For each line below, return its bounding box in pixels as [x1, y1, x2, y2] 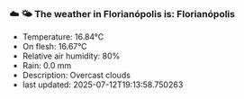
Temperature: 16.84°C [22, 31, 104, 42]
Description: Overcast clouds [22, 70, 131, 81]
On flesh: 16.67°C [22, 41, 87, 52]
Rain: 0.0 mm [22, 60, 72, 71]
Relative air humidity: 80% [22, 50, 121, 61]
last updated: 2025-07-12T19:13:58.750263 [22, 79, 184, 90]
